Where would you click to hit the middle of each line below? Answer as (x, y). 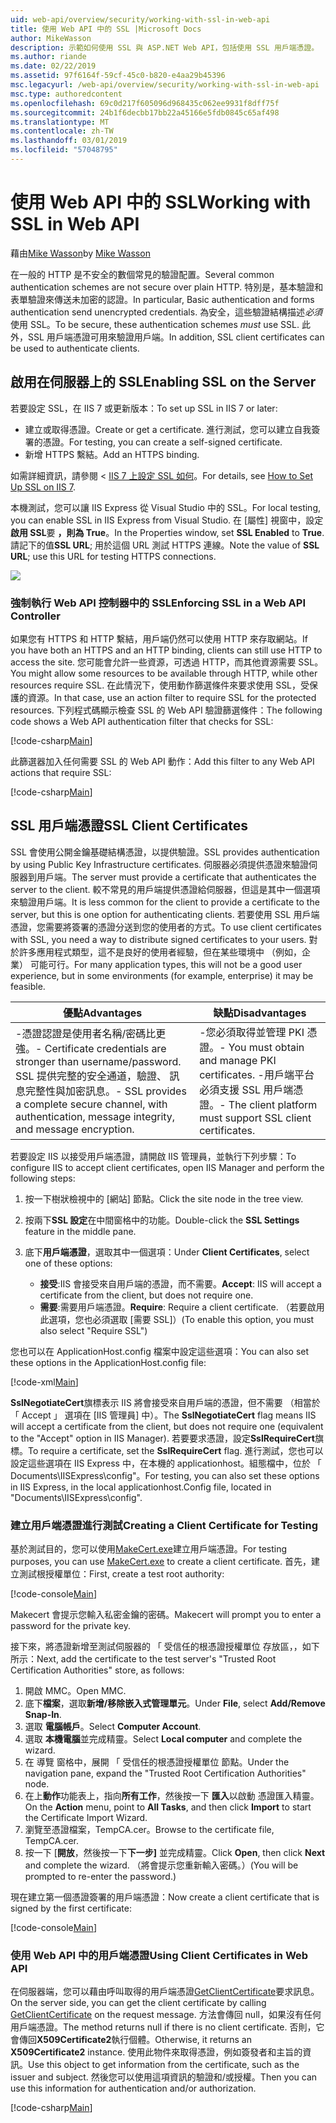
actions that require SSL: (61, 772)
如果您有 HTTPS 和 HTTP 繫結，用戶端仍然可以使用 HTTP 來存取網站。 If (159, 638)
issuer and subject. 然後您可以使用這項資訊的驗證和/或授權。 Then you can (164, 2077)
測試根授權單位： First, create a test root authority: (121, 1574)
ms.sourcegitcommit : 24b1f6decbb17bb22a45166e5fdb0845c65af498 (145, 112)
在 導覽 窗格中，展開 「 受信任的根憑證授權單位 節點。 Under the (157, 1762)
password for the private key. (70, 1626)
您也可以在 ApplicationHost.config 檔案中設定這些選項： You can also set (160, 1351)
